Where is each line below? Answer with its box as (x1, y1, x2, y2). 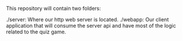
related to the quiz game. (6, 28, 66, 35)
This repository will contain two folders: (6, 5, 101, 12)
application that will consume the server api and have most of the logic (6, 23, 176, 29)
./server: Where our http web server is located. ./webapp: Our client (6, 16, 169, 23)
